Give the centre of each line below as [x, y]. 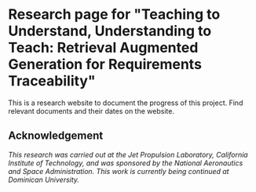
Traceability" [52, 81]
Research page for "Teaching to [114, 14]
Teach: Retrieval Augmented [103, 48]
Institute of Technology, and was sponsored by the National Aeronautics [126, 163]
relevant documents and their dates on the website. [91, 110]
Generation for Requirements [105, 65]
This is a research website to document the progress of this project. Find [126, 103]
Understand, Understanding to [110, 31]
